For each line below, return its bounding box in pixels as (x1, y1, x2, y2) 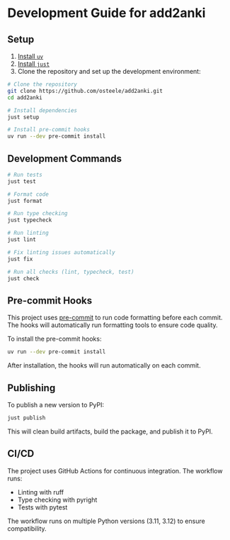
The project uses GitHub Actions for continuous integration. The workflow (7, 466, 223, 475)
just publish (7, 414, 46, 421)
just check (7, 275, 40, 282)
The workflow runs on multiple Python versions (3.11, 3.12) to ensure (7, 517, 205, 525)
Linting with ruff (17, 487, 64, 496)
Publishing (7, 382, 56, 394)
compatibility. (7, 524, 47, 533)
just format (7, 197, 42, 204)
